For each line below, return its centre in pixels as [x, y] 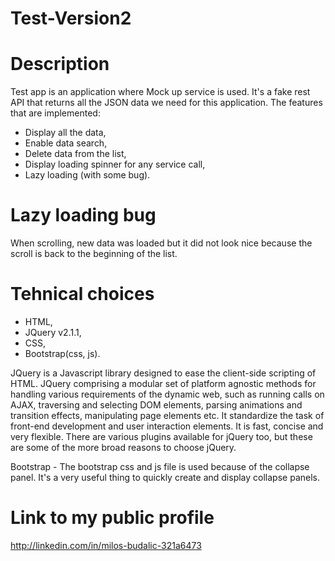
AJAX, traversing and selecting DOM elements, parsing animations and [156, 405]
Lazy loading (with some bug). [87, 175]
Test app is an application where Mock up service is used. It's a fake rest [160, 92]
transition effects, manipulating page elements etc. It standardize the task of [167, 415]
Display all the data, [65, 133]
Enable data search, [66, 143]
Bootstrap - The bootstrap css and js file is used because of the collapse [160, 466]
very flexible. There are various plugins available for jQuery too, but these [161, 436]
